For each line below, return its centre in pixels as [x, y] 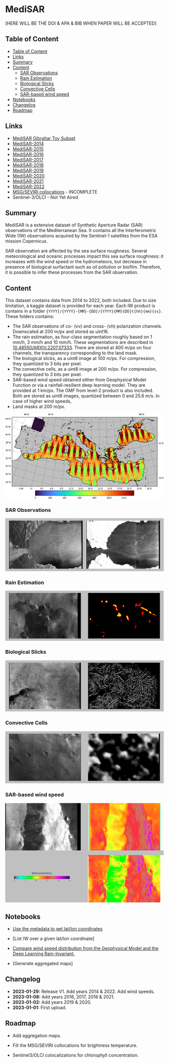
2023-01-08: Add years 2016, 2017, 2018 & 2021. [63, 996]
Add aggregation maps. [37, 1035]
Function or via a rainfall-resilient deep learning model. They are [79, 385]
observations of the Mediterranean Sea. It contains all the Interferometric [81, 230]
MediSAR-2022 [28, 186]
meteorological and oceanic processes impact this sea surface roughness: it [84, 256]
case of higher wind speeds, [42, 401]
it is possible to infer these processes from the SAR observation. [72, 272]
